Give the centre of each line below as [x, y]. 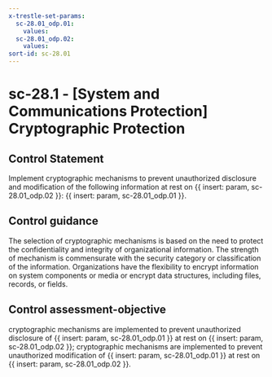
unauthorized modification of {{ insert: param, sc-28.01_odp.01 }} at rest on [134, 355]
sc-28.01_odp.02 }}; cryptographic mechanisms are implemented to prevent [136, 346]
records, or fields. [38, 284]
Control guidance [54, 221]
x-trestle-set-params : [47, 16]
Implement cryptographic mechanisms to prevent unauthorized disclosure [132, 178]
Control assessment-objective [88, 310]
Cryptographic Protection [97, 129]
